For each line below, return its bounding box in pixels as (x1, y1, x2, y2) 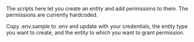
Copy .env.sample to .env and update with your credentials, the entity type (6, 23, 188, 30)
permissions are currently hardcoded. (6, 11, 98, 18)
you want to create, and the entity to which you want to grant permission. (6, 29, 185, 36)
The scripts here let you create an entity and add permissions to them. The (6, 5, 188, 12)
